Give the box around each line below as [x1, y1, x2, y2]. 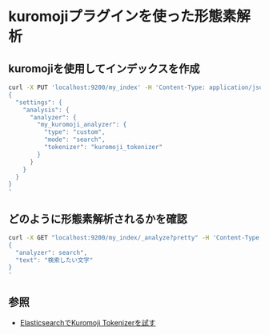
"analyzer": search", [15, 248, 88, 256]
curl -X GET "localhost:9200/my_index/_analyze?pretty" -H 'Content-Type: [8, 233, 263, 241]
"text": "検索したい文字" [15, 256, 94, 264]
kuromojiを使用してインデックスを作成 [8, 62, 200, 75]
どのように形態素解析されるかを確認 [8, 212, 187, 225]
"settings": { [15, 98, 62, 107]
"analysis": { [22, 106, 70, 114]
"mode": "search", [43, 135, 106, 144]
